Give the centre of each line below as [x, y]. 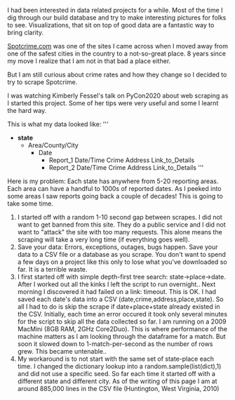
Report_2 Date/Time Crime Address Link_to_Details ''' [126, 167]
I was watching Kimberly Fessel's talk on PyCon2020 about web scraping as [118, 95]
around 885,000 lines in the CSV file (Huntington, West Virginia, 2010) [118, 388]
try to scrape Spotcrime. [42, 82]
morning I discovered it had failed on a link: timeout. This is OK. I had [116, 292]
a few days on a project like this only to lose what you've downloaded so [122, 262]
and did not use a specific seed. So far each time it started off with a [116, 374]
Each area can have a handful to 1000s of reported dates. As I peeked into [114, 188]
